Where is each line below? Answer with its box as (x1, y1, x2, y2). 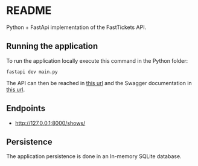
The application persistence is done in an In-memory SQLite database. (6, 153, 182, 160)
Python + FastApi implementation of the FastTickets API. (6, 24, 147, 31)
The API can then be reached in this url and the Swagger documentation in (6, 79, 192, 86)
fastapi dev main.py (6, 69, 59, 75)
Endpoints (6, 103, 46, 113)
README (6, 4, 52, 18)
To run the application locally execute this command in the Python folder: (6, 57, 188, 64)
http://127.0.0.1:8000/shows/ (14, 119, 86, 127)
